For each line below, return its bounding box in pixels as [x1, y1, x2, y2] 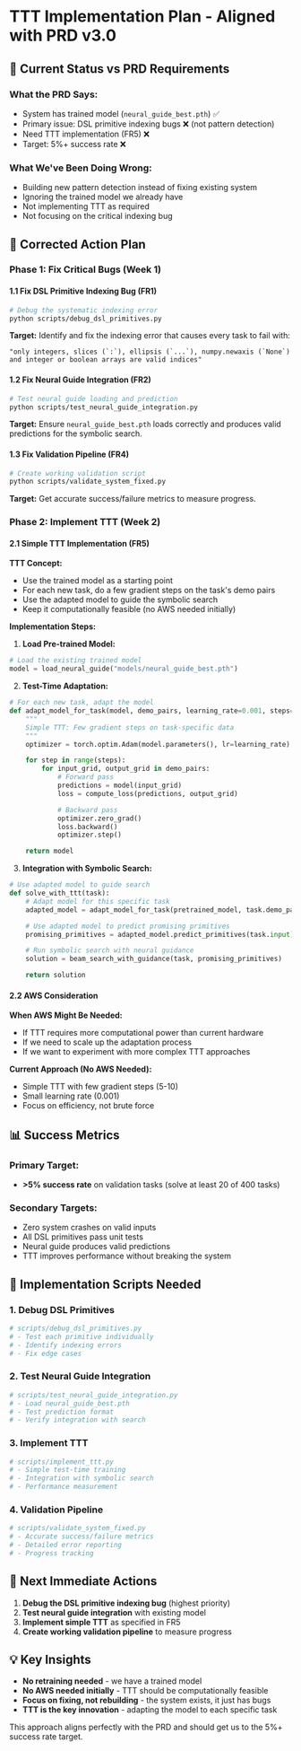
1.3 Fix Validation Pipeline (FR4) [9, 449, 130, 460]
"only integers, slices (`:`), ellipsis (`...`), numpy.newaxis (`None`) [9, 347, 291, 356]
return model [25, 846, 74, 856]
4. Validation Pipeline [9, 1503, 104, 1516]
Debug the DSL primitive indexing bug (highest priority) [21, 1598, 231, 1608]
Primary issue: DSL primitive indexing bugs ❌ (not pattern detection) [21, 118, 275, 129]
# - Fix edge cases [9, 1349, 82, 1358]
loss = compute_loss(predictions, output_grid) [56, 789, 239, 798]
